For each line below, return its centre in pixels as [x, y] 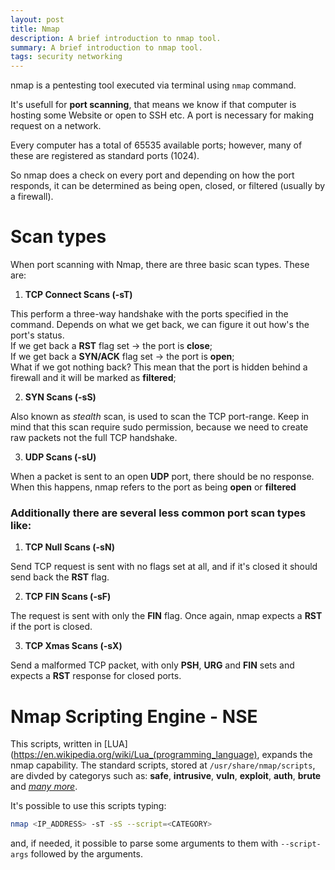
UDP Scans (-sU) [60, 457]
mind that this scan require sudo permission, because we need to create [159, 427]
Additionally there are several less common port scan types [158, 513]
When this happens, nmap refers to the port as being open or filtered [153, 487]
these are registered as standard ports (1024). [105, 156]
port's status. [37, 335]
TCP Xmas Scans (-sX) [73, 646]
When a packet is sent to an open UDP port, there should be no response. [162, 477]
